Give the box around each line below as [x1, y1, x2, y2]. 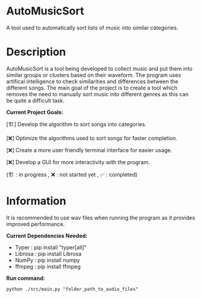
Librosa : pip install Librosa [14, 250, 82, 257]
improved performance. [6, 220, 65, 228]
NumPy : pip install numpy [14, 257, 80, 264]
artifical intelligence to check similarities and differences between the [6, 78, 179, 85]
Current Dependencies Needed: [6, 232, 88, 239]
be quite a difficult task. [6, 97, 65, 104]
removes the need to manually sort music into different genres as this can [6, 90, 189, 97]
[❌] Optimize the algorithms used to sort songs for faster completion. [6, 134, 178, 142]
